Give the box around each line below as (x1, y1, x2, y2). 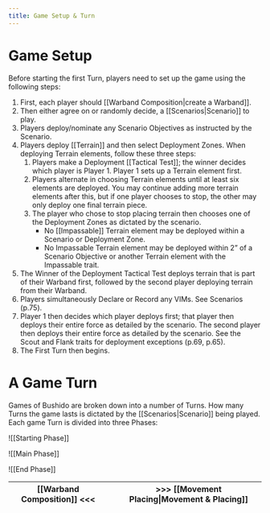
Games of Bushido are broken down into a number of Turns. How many (8, 400, 244, 410)
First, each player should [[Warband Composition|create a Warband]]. (19, 97, 252, 107)
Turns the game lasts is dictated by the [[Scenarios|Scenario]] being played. (8, 408, 261, 419)
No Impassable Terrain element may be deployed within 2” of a (43, 242, 253, 252)
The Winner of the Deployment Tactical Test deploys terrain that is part (19, 268, 256, 278)
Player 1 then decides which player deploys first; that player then (19, 311, 235, 321)
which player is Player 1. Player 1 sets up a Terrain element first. (31, 166, 243, 176)
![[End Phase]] (8, 464, 56, 474)
